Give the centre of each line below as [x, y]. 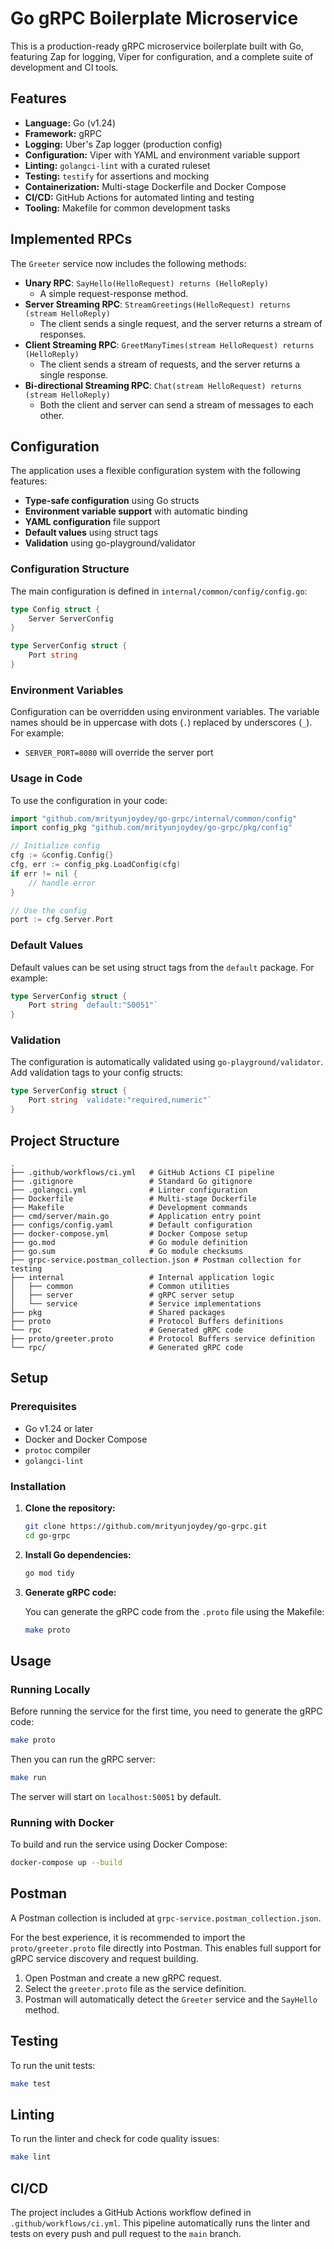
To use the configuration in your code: [89, 800]
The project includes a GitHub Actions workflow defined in [131, 2213]
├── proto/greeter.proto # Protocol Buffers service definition [162, 1338]
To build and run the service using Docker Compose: [119, 1844]
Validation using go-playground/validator [110, 543]
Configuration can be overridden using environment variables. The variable [165, 712]
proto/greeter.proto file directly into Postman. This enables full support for [166, 1948]
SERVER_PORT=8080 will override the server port [119, 753]
